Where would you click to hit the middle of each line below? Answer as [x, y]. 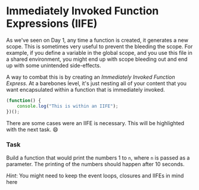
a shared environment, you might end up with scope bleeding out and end [97, 59]
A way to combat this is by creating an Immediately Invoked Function [91, 77]
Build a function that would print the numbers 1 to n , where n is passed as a [98, 158]
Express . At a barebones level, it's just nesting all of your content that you [96, 83]
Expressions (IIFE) [52, 24]
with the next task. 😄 [32, 129]
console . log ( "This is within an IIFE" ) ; [68, 106]
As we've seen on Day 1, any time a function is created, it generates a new [97, 40]
